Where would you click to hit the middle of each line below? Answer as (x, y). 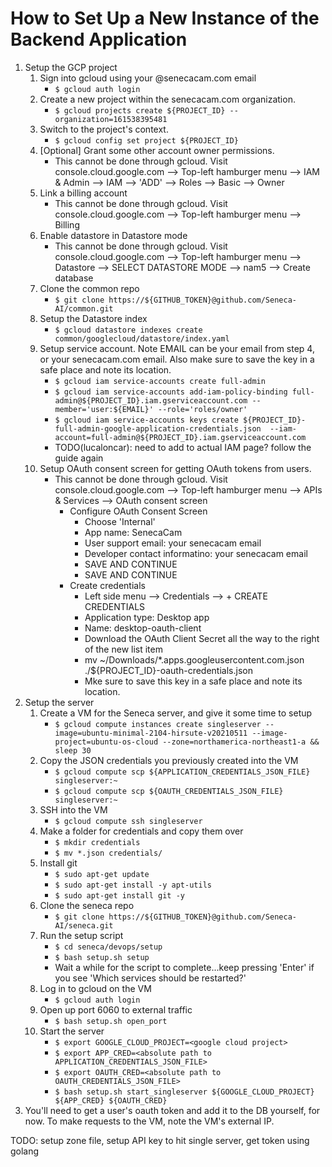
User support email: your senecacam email (173, 543)
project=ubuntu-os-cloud (106, 742)
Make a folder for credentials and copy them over (141, 831)
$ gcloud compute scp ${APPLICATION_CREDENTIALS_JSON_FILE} (182, 772)
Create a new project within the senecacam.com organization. (167, 99)
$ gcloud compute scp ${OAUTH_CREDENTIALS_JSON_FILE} (169, 791)
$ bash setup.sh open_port (111, 1021)
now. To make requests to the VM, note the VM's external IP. (149, 1121)
